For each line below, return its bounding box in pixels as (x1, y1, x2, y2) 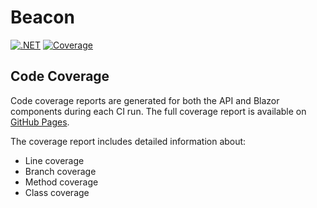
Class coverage (24, 186, 90, 198)
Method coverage (24, 176, 99, 188)
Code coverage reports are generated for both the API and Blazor (10, 94, 280, 106)
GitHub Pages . (10, 116, 70, 128)
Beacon (10, 6, 75, 29)
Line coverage (24, 154, 85, 166)
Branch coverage (24, 165, 97, 177)
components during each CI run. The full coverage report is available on (10, 105, 307, 117)
